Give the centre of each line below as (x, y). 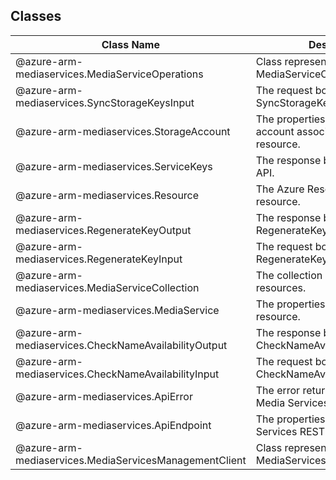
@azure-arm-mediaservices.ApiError (104, 396)
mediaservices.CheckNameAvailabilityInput (117, 374)
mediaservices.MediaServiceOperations (109, 74)
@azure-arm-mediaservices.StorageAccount (123, 131)
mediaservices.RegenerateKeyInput (99, 259)
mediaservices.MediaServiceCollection (107, 287)
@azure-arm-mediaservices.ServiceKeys (114, 166)
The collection (289, 275)
